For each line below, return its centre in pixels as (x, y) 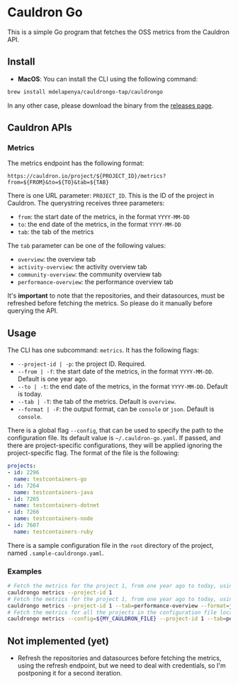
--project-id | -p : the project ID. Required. (82, 364)
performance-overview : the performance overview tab (95, 282)
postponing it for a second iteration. (70, 673)
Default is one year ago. (52, 379)
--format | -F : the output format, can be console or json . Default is (116, 409)
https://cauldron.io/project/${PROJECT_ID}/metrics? (87, 176)
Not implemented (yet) (58, 641)
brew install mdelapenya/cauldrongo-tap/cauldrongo (85, 92)
